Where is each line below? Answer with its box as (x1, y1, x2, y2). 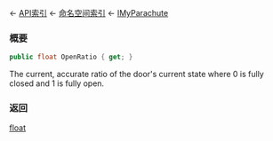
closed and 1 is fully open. (9, 78, 105, 89)
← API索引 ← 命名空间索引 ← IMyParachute (9, 8, 169, 18)
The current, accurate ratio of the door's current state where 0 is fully (9, 69, 264, 80)
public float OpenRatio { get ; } (9, 52, 133, 62)
